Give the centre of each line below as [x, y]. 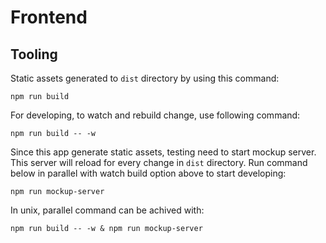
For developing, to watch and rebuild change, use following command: [155, 115]
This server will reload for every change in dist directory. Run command [159, 162]
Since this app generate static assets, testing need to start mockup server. [163, 152]
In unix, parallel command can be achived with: [107, 210]
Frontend [49, 17]
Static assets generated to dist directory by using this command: [145, 78]
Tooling [34, 54]
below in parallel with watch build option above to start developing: [148, 173]
